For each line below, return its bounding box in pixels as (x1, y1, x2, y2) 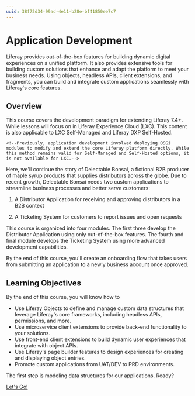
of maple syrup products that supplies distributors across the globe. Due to (6, 172, 187, 179)
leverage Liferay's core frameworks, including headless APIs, (14, 311, 162, 318)
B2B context (14, 202, 45, 209)
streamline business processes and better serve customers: (6, 185, 150, 192)
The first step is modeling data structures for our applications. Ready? (6, 372, 174, 379)
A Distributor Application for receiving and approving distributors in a (14, 196, 181, 203)
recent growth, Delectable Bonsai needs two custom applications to (6, 178, 169, 185)
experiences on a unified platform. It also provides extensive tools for (6, 59, 173, 66)
